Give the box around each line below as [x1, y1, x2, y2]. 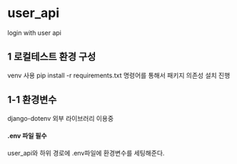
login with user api [7, 28, 62, 37]
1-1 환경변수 [7, 94, 57, 106]
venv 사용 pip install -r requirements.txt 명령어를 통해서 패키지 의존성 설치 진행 [7, 71, 231, 80]
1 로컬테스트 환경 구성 [7, 51, 96, 63]
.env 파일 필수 [7, 131, 48, 140]
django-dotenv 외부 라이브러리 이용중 [7, 114, 114, 122]
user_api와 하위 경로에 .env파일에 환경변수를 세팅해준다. [7, 148, 165, 157]
